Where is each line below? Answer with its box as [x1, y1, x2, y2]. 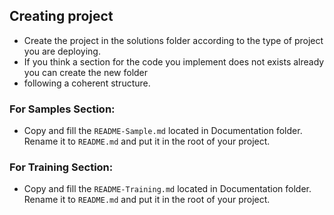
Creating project [9, 8, 114, 25]
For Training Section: [9, 160, 114, 174]
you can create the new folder [23, 66, 149, 78]
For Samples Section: [9, 102, 116, 116]
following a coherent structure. [23, 77, 151, 89]
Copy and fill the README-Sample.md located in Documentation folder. [23, 125, 303, 137]
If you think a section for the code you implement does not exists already [23, 55, 325, 68]
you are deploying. [23, 45, 101, 57]
